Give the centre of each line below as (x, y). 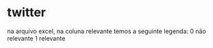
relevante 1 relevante (36, 38)
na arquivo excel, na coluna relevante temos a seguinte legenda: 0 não (107, 31)
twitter (27, 13)
